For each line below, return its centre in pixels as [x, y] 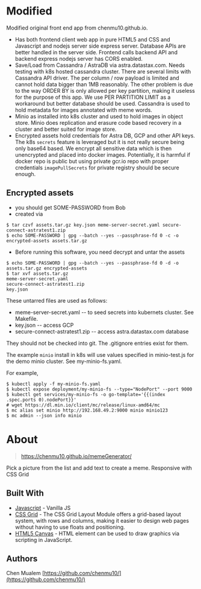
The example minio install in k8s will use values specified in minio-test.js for [100, 354]
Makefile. [26, 318]
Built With [25, 493]
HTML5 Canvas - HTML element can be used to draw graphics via [97, 533]
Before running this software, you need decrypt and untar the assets [100, 252]
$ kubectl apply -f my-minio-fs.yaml [54, 384]
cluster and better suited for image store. [66, 129]
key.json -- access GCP [44, 325]
